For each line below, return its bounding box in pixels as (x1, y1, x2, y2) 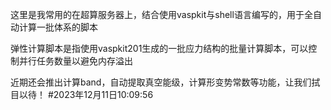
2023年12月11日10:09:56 (53, 89, 154, 100)
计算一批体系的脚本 (18, 21, 98, 33)
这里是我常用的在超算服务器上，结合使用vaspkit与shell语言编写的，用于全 (10, 9, 313, 20)
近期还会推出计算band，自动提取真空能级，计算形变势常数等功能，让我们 (10, 76, 312, 88)
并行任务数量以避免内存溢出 (18, 55, 133, 67)
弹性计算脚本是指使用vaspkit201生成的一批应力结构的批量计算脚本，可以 (10, 43, 309, 54)
